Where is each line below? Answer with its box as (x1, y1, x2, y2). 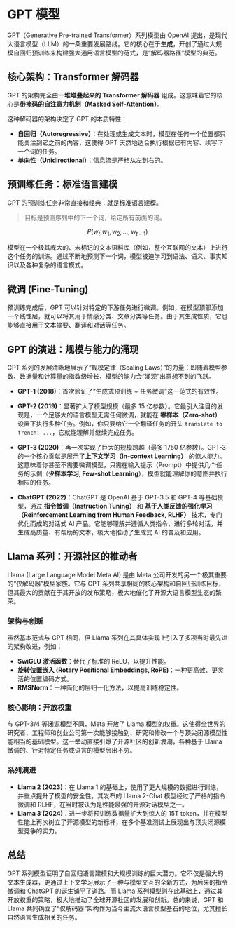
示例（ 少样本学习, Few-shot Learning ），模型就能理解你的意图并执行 (29, 469, 227, 478)
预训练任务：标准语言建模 (7, 178, 117, 190)
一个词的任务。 (17, 147, 61, 155)
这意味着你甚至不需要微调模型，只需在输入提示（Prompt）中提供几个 (17, 460, 217, 469)
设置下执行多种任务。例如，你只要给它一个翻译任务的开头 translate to (17, 419, 222, 428)
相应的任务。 (17, 478, 55, 486)
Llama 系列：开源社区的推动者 (7, 551, 138, 563)
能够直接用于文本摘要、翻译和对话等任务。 (7, 321, 130, 330)
